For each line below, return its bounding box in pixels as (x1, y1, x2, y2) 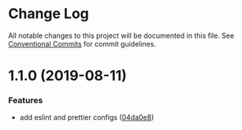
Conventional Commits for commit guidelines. (8, 39, 156, 48)
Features (8, 95, 43, 106)
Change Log (8, 5, 89, 23)
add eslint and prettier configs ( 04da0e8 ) (19, 113, 155, 122)
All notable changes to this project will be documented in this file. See (8, 31, 235, 40)
